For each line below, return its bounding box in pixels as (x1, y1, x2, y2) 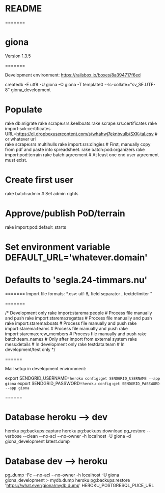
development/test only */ (5, 346, 55, 352)
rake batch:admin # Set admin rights (5, 190, 79, 196)
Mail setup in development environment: (5, 365, 87, 371)
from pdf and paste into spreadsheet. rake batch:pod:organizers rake (5, 146, 145, 152)
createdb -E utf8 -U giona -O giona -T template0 (5, 81, 104, 87)
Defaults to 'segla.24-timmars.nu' (5, 275, 148, 286)
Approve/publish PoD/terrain (5, 208, 125, 219)
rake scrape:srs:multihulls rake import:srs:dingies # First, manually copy (5, 141, 151, 147)
